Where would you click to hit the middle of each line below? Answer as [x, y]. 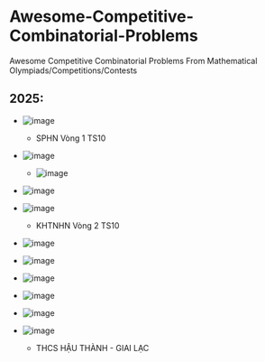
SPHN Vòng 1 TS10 [71, 138]
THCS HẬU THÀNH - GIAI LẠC [92, 348]
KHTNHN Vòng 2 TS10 [78, 225]
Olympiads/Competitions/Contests [73, 70]
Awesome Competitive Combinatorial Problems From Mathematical [133, 60]
